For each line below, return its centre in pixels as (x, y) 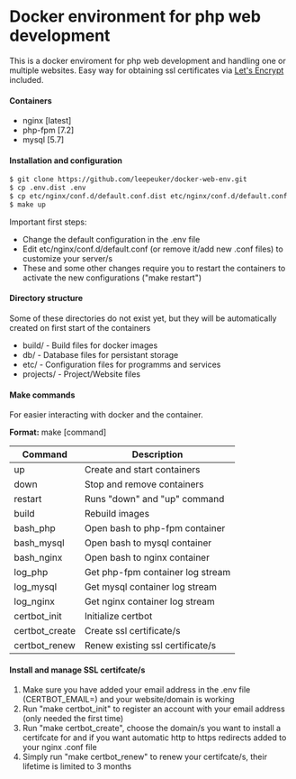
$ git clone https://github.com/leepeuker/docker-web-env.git (128, 179)
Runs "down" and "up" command (154, 499)
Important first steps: (48, 222)
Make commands (42, 395)
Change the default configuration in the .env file (111, 239)
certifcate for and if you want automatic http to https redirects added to (154, 738)
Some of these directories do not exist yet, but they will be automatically (143, 318)
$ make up (28, 205)
